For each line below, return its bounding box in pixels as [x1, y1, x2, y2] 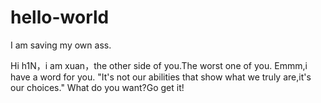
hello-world [10, 6, 110, 29]
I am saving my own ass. [10, 39, 112, 51]
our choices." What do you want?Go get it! [10, 81, 185, 93]
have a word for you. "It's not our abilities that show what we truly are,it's [10, 71, 312, 83]
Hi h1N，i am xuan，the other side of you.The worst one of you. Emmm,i [10, 59, 308, 71]
